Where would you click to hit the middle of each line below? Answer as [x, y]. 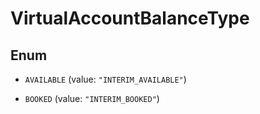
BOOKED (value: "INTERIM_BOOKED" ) [92, 98]
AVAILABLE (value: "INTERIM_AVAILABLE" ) [105, 79]
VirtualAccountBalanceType [130, 18]
